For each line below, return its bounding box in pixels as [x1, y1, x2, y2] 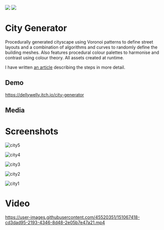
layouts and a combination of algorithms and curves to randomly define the [5, 44, 158, 50]
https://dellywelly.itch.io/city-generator [5, 92, 84, 97]
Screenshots [5, 126, 59, 137]
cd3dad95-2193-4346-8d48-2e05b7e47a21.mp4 [5, 220, 105, 226]
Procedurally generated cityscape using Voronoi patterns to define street [5, 39, 154, 45]
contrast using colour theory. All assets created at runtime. [5, 54, 124, 60]
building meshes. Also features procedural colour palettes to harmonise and [5, 49, 159, 55]
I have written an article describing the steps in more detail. [5, 64, 126, 70]
